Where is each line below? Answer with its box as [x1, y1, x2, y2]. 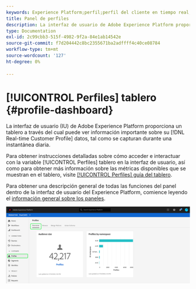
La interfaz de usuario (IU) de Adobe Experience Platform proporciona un [6, 123, 182, 130]
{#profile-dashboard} [6, 103, 114, 116]
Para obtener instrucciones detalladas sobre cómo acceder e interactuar [6, 153, 181, 160]
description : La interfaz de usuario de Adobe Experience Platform [6, 22, 174, 27]
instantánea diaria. [6, 141, 51, 149]
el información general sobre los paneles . [6, 195, 106, 202]
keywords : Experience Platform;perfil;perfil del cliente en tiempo [6, 9, 176, 15]
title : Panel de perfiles [6, 15, 69, 22]
